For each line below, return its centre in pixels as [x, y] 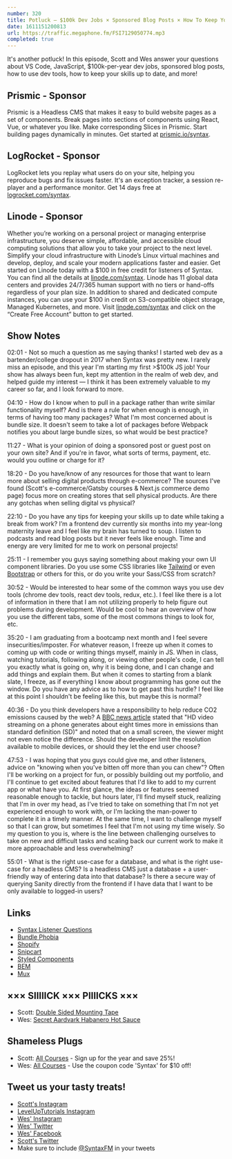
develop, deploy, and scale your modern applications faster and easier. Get [114, 262]
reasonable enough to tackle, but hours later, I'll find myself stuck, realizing [114, 797]
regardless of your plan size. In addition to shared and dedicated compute [112, 292]
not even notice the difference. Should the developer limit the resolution [109, 739]
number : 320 [24, 14]
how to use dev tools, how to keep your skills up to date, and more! [103, 74]
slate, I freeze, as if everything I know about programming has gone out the [114, 682]
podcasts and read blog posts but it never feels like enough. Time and [106, 539]
